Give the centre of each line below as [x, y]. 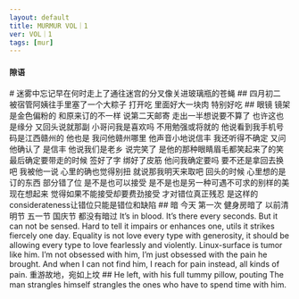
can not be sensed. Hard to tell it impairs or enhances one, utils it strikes [142, 226]
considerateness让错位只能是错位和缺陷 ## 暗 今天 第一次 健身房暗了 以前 [145, 205]
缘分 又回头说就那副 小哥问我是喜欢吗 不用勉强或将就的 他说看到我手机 [146, 127]
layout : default [39, 17]
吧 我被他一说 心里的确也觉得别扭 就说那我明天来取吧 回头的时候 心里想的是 [148, 171]
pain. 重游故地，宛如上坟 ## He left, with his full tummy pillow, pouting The [146, 275]
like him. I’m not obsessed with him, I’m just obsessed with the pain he [138, 254]
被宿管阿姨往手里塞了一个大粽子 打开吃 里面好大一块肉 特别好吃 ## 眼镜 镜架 [150, 104]
